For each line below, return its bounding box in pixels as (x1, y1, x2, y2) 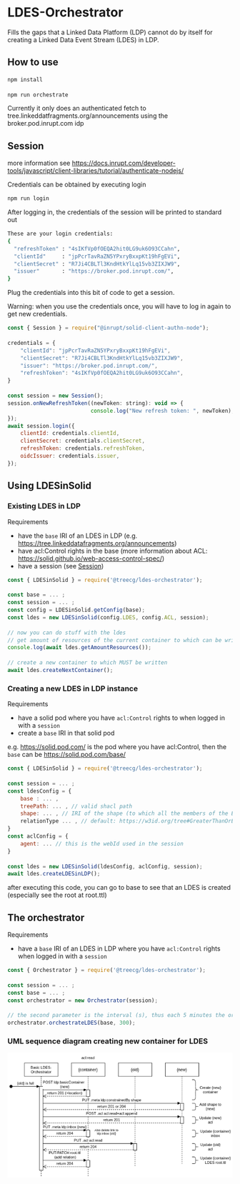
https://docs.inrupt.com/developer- (71, 159, 176, 168)
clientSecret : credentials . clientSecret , (20, 437, 145, 445)
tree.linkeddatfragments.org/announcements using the (7, 111, 169, 120)
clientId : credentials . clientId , (20, 430, 120, 437)
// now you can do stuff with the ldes (7, 629, 126, 636)
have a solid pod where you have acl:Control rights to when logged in (17, 713, 225, 722)
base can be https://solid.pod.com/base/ (7, 751, 126, 759)
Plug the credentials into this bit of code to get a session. (7, 289, 175, 297)
